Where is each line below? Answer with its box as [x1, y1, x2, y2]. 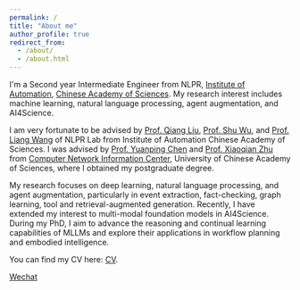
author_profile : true [9, 29, 90, 38]
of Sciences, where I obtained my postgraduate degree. [9, 162, 214, 173]
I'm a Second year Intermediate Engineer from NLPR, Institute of [9, 79, 246, 89]
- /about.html [17, 54, 70, 63]
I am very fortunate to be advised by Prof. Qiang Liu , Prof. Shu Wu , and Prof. [9, 125, 290, 135]
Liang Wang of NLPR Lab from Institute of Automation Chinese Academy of [9, 135, 286, 145]
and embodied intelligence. [9, 237, 110, 247]
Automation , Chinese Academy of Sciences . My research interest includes [9, 88, 283, 99]
